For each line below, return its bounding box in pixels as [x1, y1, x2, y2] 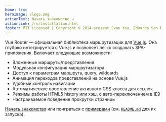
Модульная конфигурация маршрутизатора [12, 65, 105, 71]
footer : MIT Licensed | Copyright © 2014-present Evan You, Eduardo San [5, 26, 158, 31]
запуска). [5, 111, 25, 117]
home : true [5, 7, 28, 12]
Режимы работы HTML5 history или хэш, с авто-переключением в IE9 [12, 91, 161, 97]
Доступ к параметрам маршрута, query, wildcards [12, 70, 119, 76]
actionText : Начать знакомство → [5, 16, 74, 21]
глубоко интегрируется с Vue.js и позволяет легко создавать [5, 45, 134, 51]
